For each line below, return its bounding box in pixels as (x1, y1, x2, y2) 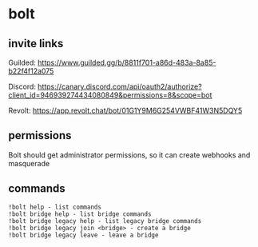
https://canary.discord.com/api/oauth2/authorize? (37, 82, 202, 91)
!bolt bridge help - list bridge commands (8, 209, 152, 218)
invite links (8, 37, 64, 50)
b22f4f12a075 (8, 66, 54, 76)
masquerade (8, 158, 50, 168)
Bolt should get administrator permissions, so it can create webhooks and (8, 149, 251, 160)
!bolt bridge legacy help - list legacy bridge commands (8, 217, 202, 225)
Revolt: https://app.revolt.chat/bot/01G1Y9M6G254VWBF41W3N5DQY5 (8, 106, 243, 115)
